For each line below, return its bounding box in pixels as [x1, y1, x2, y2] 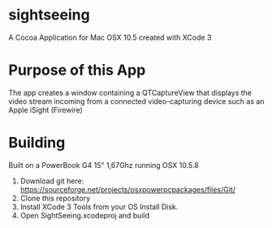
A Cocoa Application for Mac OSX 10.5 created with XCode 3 [8, 32, 212, 42]
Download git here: [19, 176, 84, 186]
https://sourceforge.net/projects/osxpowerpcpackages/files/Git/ [19, 184, 235, 194]
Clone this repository [19, 193, 91, 203]
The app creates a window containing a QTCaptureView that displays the [8, 88, 253, 97]
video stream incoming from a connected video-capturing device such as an [8, 96, 265, 106]
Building [8, 134, 66, 152]
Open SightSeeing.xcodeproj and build [19, 210, 150, 220]
